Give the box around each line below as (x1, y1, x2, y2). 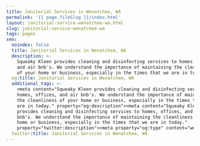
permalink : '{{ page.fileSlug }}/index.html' (6, 14, 121, 20)
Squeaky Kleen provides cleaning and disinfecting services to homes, (17, 58, 196, 64)
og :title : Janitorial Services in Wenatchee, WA (11, 75, 135, 81)
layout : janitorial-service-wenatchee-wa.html (6, 20, 124, 26)
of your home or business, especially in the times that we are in (17, 70, 187, 76)
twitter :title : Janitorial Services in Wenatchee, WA (11, 131, 148, 137)
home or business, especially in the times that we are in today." (17, 120, 187, 126)
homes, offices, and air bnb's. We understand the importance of (17, 92, 183, 98)
